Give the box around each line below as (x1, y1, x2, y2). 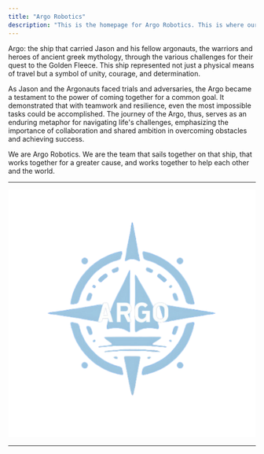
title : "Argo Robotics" (8, 13, 86, 20)
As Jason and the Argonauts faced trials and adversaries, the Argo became (8, 83, 252, 94)
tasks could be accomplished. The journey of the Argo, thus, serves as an (8, 109, 247, 118)
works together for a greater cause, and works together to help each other (8, 157, 250, 167)
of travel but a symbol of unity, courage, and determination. (8, 68, 201, 78)
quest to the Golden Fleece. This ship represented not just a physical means (8, 60, 255, 70)
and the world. (8, 166, 55, 175)
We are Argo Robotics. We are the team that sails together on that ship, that (8, 149, 253, 159)
